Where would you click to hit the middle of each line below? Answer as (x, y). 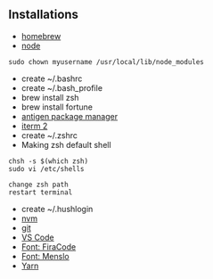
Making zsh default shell (66, 144)
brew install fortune (57, 107)
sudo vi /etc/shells (47, 168)
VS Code (37, 237)
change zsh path (38, 185)
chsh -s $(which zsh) (49, 161)
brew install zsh (50, 97)
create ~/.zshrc (49, 135)
